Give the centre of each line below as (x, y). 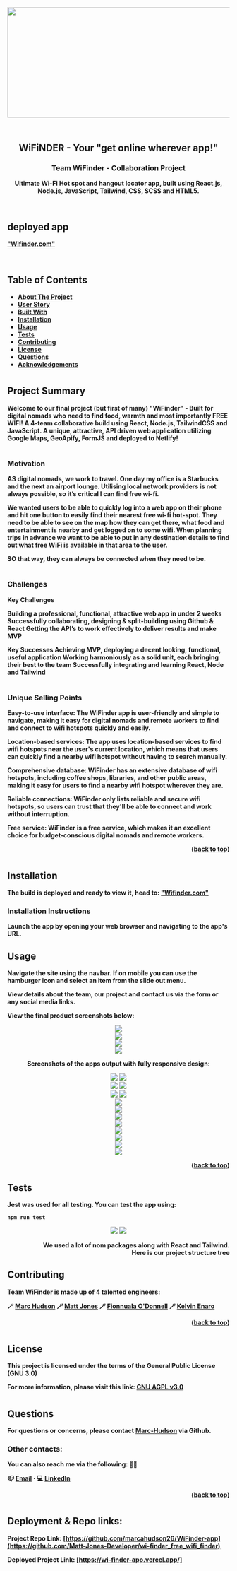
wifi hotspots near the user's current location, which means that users (113, 749)
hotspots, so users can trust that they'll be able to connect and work (109, 807)
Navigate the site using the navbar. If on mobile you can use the (102, 973)
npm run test (26, 1217)
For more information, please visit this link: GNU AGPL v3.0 (96, 1387)
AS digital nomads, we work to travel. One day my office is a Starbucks (113, 479)
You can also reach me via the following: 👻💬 (72, 1464)
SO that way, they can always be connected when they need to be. (107, 559)
